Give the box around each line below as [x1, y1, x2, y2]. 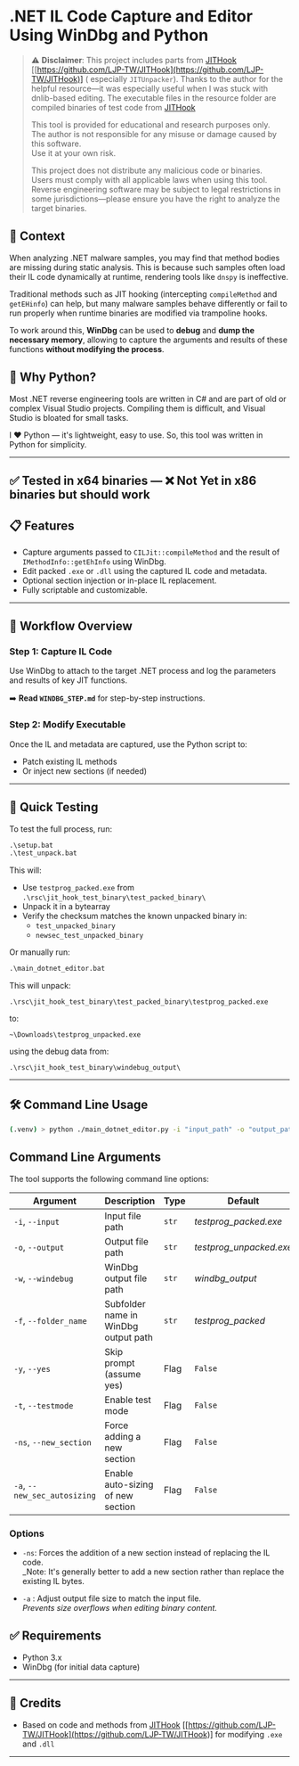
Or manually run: [9, 947, 70, 957]
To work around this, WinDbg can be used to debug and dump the [9, 324, 255, 335]
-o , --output [13, 1241, 65, 1253]
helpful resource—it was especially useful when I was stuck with [30, 83, 269, 94]
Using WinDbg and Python [9, 25, 209, 45]
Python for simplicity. [9, 439, 87, 449]
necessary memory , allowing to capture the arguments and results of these [9, 334, 287, 345]
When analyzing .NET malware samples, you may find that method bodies [9, 252, 280, 263]
